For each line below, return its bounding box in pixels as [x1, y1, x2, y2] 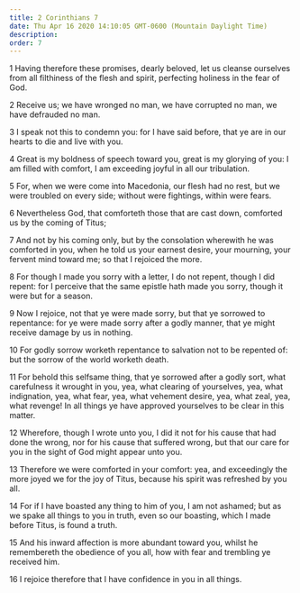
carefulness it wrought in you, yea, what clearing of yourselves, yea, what [9, 381, 284, 392]
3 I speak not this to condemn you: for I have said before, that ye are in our [9, 127, 286, 138]
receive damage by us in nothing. [9, 327, 133, 338]
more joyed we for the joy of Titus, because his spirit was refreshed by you [9, 474, 287, 485]
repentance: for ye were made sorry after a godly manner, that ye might [9, 317, 276, 329]
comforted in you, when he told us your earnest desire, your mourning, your [9, 244, 291, 255]
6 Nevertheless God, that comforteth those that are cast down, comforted [9, 208, 283, 219]
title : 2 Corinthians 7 [9, 13, 99, 23]
